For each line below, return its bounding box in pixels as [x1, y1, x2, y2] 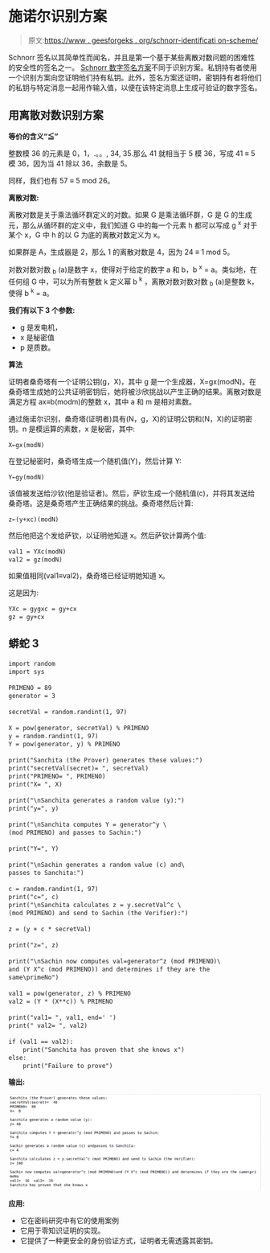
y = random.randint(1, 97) [8, 732, 99, 740]
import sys [8, 668, 45, 676]
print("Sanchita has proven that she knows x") [22, 1046, 185, 1054]
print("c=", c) [8, 893, 59, 901]
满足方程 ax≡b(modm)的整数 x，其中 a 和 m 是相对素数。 [8, 396, 197, 406]
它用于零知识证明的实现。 [19, 1226, 105, 1235]
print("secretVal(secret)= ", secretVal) [8, 764, 149, 772]
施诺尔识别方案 [8, 7, 108, 26]
